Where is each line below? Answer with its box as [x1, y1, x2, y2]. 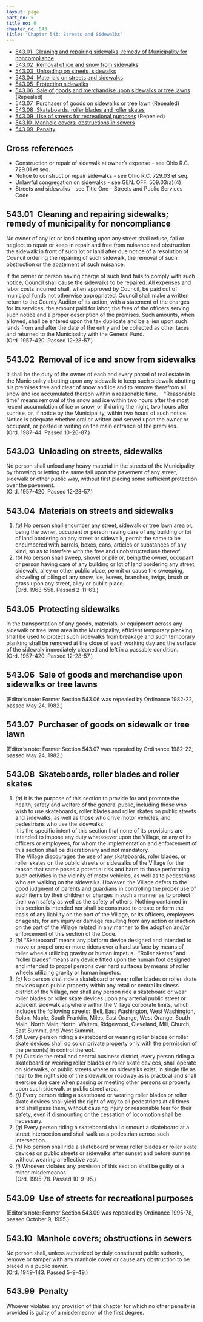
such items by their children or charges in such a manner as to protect [15, 891, 191, 899]
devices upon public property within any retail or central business [15, 982, 179, 989]
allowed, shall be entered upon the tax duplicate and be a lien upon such [6, 317, 188, 325]
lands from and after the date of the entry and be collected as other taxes [6, 324, 190, 331]
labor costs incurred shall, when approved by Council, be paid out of [6, 285, 178, 292]
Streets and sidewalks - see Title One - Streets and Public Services [15, 185, 183, 192]
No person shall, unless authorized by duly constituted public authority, [6, 1249, 185, 1257]
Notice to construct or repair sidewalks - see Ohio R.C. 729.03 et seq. [15, 172, 189, 179]
